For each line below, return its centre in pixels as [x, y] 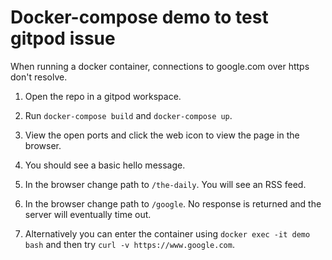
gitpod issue [63, 38]
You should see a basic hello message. [105, 165]
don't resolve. [39, 77]
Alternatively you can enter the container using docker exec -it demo [167, 233]
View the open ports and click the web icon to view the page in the [162, 135]
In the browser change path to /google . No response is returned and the [173, 203]
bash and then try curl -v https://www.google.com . [129, 244]
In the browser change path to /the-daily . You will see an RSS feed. [165, 184]
